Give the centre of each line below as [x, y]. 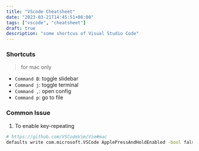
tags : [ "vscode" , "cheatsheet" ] [46, 23]
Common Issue [28, 113]
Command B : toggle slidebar [46, 79]
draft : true [21, 28]
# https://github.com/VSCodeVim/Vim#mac [57, 137]
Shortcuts [21, 54]
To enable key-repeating [45, 126]
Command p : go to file [39, 98]
